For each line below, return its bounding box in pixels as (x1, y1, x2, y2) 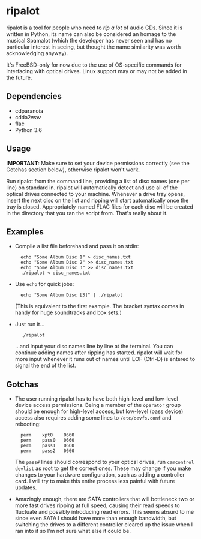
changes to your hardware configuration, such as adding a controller (14, 471, 185, 478)
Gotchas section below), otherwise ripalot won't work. (6, 166, 140, 173)
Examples (6, 227, 44, 237)
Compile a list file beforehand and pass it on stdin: (14, 243, 139, 250)
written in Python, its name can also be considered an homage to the (6, 30, 176, 37)
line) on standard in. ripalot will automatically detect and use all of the (6, 184, 178, 191)
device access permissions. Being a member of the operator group (14, 402, 181, 409)
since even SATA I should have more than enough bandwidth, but (14, 514, 177, 522)
